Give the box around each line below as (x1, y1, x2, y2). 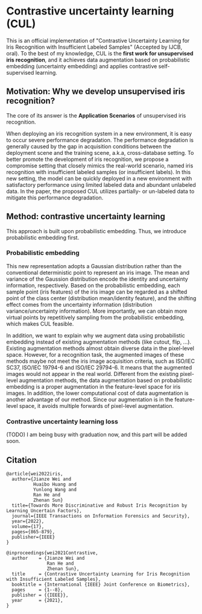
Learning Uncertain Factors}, (6, 507, 83, 513)
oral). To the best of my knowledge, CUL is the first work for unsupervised (6, 49, 194, 57)
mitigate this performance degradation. (6, 194, 104, 201)
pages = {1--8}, (11, 586, 63, 593)
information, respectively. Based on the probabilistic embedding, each (6, 281, 181, 289)
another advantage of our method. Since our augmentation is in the (6, 396, 174, 403)
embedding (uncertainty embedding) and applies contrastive (6, 62, 157, 70)
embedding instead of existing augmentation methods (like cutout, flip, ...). (6, 338, 192, 345)
